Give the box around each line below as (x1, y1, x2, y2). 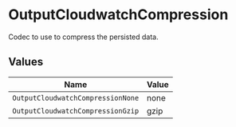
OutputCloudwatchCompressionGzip (12, 106, 140, 115)
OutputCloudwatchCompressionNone (12, 93, 140, 102)
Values (8, 55, 44, 69)
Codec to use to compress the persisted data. (8, 32, 159, 42)
